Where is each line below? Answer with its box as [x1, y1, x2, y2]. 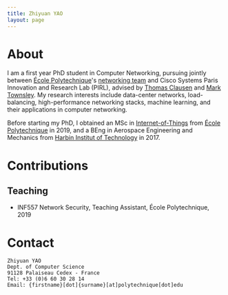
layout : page [7, 17, 45, 23]
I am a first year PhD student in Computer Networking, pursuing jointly [7, 69, 207, 77]
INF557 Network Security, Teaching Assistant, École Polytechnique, [17, 203, 210, 212]
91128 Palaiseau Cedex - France [7, 269, 100, 276]
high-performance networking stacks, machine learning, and [38, 98, 211, 107]
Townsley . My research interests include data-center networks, [7, 91, 187, 99]
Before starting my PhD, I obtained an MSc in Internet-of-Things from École [7, 119, 221, 128]
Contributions [7, 158, 88, 173]
